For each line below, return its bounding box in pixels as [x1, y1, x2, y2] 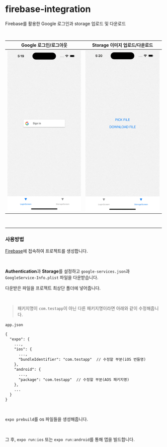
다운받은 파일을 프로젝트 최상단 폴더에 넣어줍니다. [5, 285, 101, 291]
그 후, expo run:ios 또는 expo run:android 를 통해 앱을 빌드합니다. [5, 437, 135, 443]
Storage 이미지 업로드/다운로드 [92, 42, 153, 48]
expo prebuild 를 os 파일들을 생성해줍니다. [5, 416, 88, 422]
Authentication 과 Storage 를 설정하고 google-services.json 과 [5, 268, 130, 275]
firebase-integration [5, 3, 91, 15]
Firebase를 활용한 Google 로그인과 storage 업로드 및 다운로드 [5, 20, 126, 26]
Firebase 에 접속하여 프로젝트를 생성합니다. [5, 248, 88, 254]
